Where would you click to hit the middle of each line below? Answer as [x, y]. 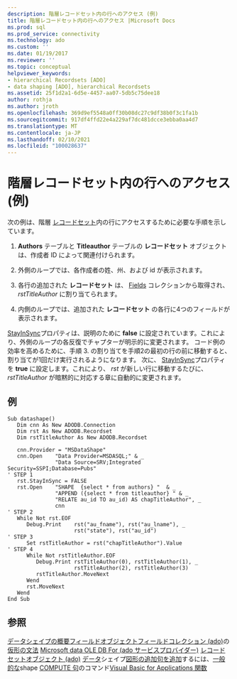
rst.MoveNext [45, 587]
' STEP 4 [20, 549]
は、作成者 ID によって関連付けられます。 [78, 255]
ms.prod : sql [27, 27]
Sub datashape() [31, 419]
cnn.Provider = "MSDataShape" [61, 450]
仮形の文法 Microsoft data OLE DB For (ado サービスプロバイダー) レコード [116, 650]
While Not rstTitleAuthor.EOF [71, 555]
